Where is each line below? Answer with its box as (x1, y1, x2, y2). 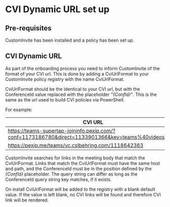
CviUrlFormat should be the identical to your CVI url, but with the (5, 86, 140, 92)
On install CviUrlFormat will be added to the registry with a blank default (5, 186, 155, 192)
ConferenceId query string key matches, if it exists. (5, 176, 112, 182)
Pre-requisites (5, 24, 52, 32)
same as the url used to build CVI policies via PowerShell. (5, 96, 125, 102)
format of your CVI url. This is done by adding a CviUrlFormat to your (5, 71, 149, 77)
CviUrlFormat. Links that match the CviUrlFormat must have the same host (5, 160, 160, 166)
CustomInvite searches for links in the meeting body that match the (5, 155, 145, 161)
